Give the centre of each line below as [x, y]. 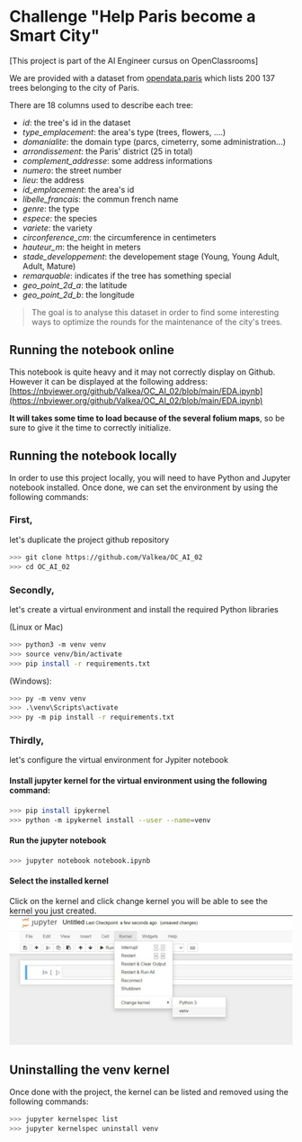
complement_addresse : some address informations [117, 160]
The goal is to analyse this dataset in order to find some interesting [155, 312]
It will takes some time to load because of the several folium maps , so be [147, 418]
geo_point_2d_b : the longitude [78, 295]
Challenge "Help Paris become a [133, 17]
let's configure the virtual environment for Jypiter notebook [119, 760]
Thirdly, [27, 740]
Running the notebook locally [93, 456]
